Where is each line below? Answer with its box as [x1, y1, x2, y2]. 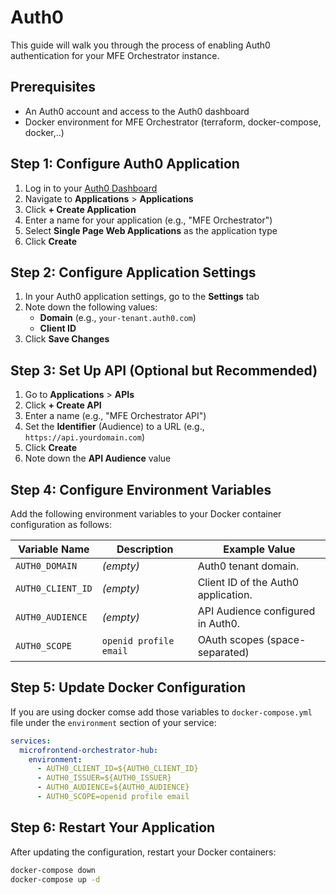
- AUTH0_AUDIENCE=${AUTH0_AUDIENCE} [36, 782, 190, 793]
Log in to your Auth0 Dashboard [24, 182, 158, 194]
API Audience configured [197, 604, 316, 618]
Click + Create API [24, 399, 102, 411]
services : [10, 736, 52, 746]
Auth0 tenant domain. [197, 559, 300, 573]
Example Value [223, 542, 296, 556]
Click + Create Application [24, 203, 137, 215]
